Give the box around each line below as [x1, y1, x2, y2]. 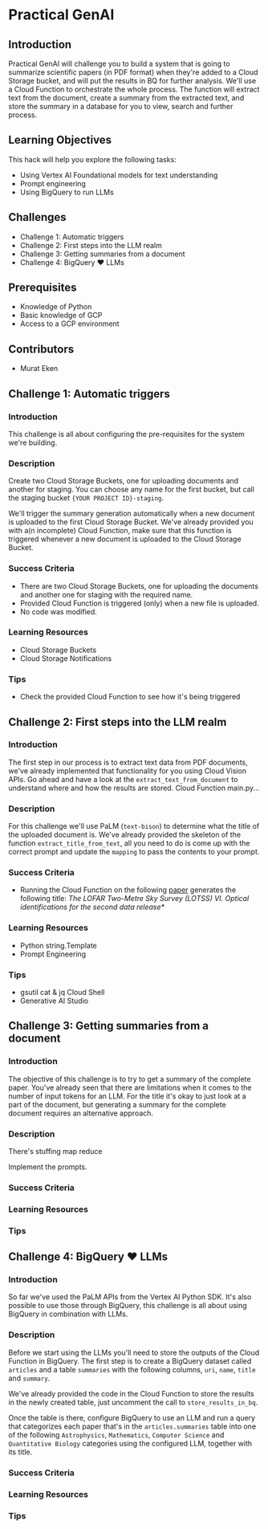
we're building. [8, 438, 58, 447]
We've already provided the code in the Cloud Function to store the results [8, 1388, 254, 1398]
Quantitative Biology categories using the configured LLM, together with [8, 1438, 253, 1448]
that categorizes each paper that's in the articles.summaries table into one [8, 1421, 257, 1431]
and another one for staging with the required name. [19, 589, 193, 599]
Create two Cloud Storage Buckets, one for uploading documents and [8, 476, 239, 486]
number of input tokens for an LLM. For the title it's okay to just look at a [8, 1091, 246, 1101]
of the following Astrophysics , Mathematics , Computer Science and [8, 1429, 225, 1439]
